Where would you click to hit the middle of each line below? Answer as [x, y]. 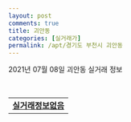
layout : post [30, 16]
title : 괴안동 [29, 31]
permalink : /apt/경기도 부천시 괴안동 [65, 46]
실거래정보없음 [39, 106]
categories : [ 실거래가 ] [45, 38]
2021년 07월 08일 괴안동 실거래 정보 [65, 70]
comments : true [34, 23]
